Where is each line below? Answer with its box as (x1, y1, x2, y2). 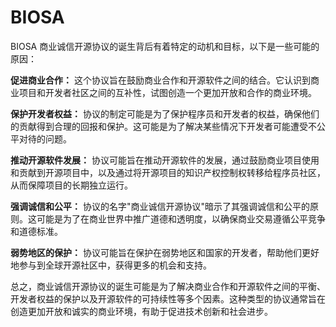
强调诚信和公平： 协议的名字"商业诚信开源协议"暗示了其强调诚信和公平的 (10, 200, 310, 212)
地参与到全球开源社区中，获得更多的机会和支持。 (10, 259, 212, 271)
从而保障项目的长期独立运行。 (10, 179, 133, 191)
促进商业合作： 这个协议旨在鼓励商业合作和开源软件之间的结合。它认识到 (10, 74, 311, 86)
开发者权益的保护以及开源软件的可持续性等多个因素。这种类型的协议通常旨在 (10, 292, 326, 305)
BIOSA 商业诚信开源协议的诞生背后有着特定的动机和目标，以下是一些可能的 (10, 40, 320, 52)
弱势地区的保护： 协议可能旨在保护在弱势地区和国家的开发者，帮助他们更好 (10, 246, 320, 258)
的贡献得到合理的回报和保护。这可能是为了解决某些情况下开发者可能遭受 (10, 120, 308, 132)
